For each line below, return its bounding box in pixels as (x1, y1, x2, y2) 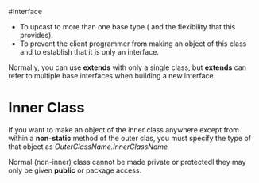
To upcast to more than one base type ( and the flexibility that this (19, 22, 236, 31)
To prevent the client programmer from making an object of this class (19, 39, 247, 48)
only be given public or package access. (8, 166, 141, 175)
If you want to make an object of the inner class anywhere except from (8, 124, 240, 134)
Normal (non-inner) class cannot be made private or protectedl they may (8, 157, 246, 166)
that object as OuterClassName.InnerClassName (8, 142, 168, 151)
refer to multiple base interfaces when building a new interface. (8, 71, 216, 80)
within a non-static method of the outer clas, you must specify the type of (8, 133, 252, 143)
